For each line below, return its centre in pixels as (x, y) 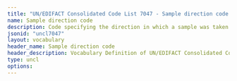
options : (20, 66)
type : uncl (23, 60)
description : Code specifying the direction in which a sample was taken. (120, 27)
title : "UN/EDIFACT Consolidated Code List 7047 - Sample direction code (118, 14)
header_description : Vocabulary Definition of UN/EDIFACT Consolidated (115, 54)
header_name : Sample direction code (61, 46)
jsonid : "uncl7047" (36, 33)
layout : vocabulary (36, 40)
